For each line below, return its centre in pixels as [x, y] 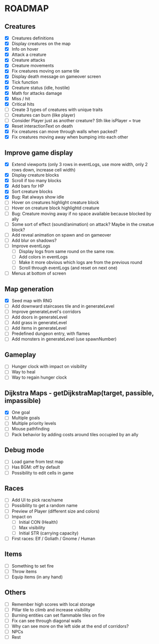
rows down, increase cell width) [44, 170]
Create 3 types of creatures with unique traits [57, 110]
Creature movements [33, 66]
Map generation [29, 289]
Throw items [24, 571]
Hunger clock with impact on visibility [49, 367]
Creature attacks [28, 60]
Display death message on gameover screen [56, 76]
